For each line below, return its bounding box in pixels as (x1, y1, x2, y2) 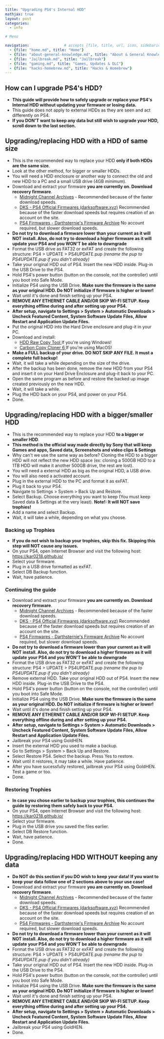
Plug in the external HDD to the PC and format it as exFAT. (12, 478, 129, 484)
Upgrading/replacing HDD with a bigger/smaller (5, 411, 153, 419)
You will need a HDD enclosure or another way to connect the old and (12, 173, 153, 179)
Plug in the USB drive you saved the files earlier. (12, 823, 109, 829)
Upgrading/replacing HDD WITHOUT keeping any (5, 853, 158, 861)
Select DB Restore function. (12, 828, 68, 834)
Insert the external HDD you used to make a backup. (12, 743, 118, 749)
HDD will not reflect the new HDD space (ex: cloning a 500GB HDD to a (12, 457, 155, 463)
